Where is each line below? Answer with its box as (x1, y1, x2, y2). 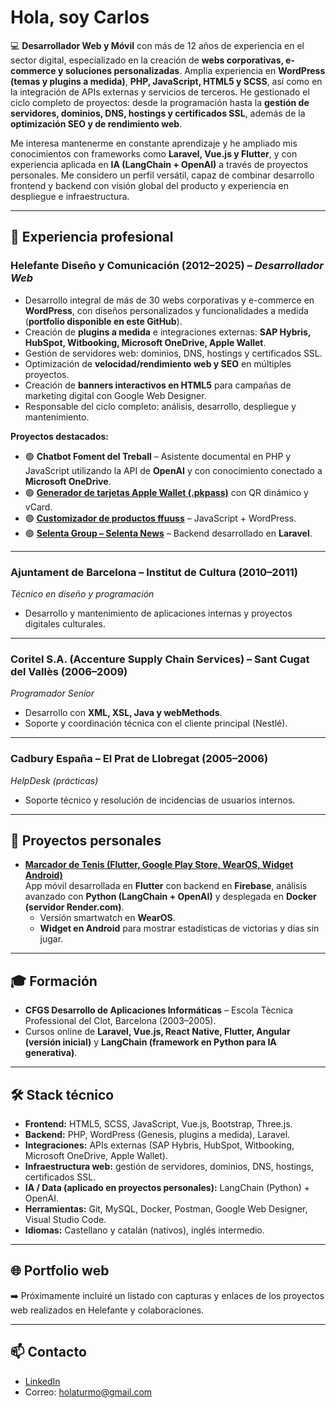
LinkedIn (24, 1375, 61, 1387)
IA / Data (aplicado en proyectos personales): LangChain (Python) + (24, 1181, 311, 1193)
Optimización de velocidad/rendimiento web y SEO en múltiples (24, 357, 292, 370)
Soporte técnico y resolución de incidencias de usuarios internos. (24, 794, 296, 806)
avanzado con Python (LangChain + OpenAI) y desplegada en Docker (24, 891, 317, 903)
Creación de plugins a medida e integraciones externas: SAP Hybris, (24, 326, 312, 338)
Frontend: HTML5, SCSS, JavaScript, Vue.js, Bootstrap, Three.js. (24, 1117, 293, 1130)
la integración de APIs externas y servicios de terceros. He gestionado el (10, 86, 310, 98)
